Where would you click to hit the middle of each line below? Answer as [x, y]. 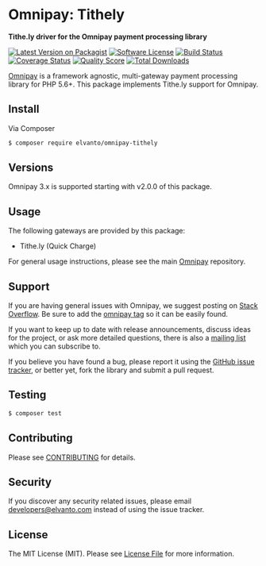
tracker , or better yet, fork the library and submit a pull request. [111, 370]
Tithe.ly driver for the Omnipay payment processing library [108, 37]
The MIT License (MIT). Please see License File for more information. [121, 554]
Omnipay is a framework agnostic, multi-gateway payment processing [123, 75]
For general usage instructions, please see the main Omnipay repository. [127, 262]
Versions [31, 168]
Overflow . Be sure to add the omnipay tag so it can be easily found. [118, 314]
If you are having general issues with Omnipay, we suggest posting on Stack [133, 306]
